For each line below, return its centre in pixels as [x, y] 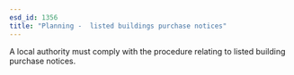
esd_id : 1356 [34, 17]
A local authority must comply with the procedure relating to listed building [147, 51]
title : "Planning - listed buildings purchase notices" [118, 26]
